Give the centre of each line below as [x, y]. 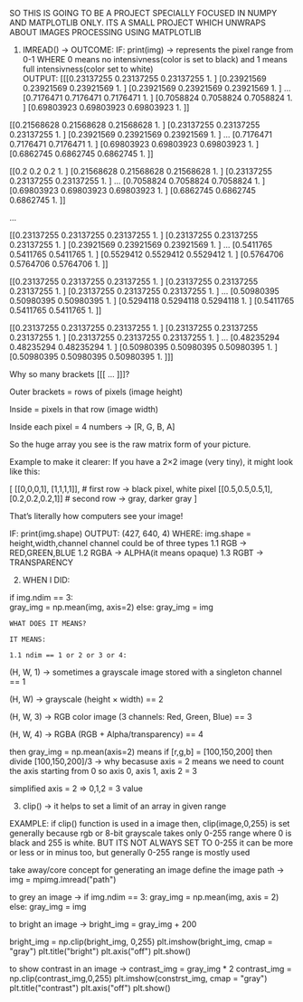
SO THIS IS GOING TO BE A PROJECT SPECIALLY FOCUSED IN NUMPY [143, 13]
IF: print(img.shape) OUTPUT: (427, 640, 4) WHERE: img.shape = [130, 534]
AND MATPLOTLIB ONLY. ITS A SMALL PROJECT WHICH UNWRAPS [138, 23]
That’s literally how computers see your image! [96, 516]
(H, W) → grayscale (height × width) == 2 [86, 699]
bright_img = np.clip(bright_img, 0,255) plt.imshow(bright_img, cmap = [141, 941]
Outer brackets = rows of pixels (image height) [96, 392]
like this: [25, 471]
